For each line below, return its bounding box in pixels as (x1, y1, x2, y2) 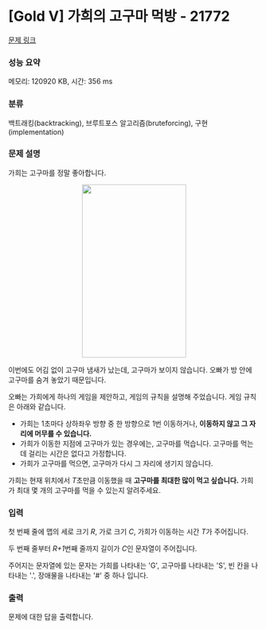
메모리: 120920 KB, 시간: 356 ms (8, 76, 113, 86)
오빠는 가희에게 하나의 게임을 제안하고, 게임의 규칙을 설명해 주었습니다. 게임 (8, 392, 242, 401)
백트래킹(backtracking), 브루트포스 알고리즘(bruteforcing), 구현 (8, 118, 209, 127)
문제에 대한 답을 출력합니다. (8, 612, 94, 622)
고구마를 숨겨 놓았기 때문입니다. (8, 375, 107, 385)
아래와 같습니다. (16, 401, 66, 411)
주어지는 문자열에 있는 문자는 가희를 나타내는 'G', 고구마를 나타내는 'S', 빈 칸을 (8, 561, 250, 570)
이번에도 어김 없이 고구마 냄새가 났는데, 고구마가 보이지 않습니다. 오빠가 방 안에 (8, 365, 252, 374)
